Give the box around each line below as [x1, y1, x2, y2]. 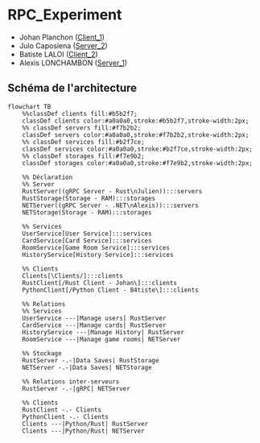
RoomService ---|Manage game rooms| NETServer [22, 335, 181, 343]
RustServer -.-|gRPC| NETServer [22, 384, 130, 392]
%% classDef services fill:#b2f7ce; [22, 138, 146, 146]
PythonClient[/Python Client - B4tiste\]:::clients [22, 286, 199, 294]
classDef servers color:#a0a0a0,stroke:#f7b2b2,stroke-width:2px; [22, 130, 250, 139]
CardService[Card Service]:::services [22, 236, 152, 245]
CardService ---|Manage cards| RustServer [22, 321, 167, 329]
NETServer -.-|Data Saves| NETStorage [22, 363, 152, 371]
